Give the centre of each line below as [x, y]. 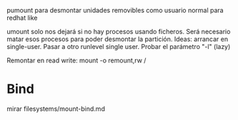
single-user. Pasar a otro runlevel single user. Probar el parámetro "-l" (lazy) [119, 47]
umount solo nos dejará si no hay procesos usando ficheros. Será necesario [119, 32]
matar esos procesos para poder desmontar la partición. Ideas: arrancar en [118, 39]
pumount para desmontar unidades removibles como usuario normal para [115, 10]
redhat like [22, 18]
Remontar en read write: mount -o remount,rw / [76, 60]
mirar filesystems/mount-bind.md [56, 109]
